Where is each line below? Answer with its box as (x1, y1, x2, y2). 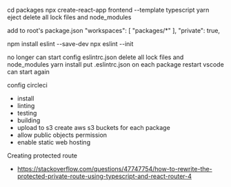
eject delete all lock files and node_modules (7, 13, 132, 21)
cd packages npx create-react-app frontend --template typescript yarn (7, 6, 210, 14)
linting (17, 102, 35, 109)
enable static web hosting (17, 138, 91, 146)
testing (17, 109, 37, 117)
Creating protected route (7, 151, 78, 159)
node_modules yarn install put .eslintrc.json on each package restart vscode (7, 60, 224, 68)
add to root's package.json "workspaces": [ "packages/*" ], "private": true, (7, 27, 221, 34)
